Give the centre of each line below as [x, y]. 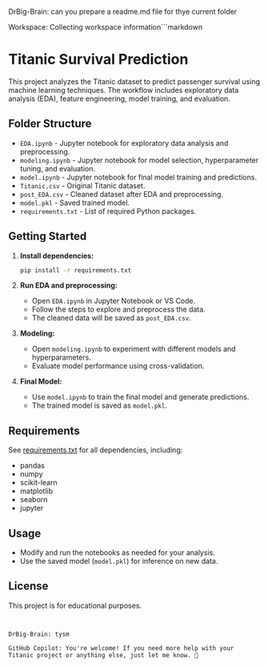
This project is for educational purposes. [75, 605]
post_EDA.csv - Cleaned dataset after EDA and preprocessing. [122, 194]
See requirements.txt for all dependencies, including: [96, 450]
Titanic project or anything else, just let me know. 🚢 [103, 655]
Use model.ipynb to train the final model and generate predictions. [140, 397]
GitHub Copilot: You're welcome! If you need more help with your [121, 648]
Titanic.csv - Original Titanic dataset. [82, 185]
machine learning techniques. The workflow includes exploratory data [124, 90]
